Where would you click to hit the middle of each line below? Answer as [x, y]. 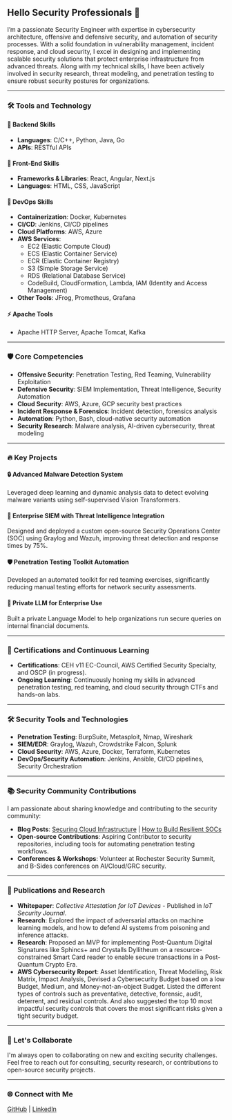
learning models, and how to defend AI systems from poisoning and [114, 927]
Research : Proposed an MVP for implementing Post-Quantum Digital [115, 942]
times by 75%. [28, 546]
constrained [34, 957]
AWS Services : [39, 239]
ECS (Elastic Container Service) [72, 254]
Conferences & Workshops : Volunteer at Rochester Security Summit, [116, 859]
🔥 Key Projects [32, 457]
